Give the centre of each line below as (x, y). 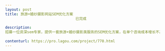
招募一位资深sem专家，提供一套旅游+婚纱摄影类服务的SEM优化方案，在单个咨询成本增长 (81, 32)
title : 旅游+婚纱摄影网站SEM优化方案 (39, 14)
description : (18, 28)
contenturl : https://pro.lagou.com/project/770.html (60, 41)
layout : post (18, 9)
